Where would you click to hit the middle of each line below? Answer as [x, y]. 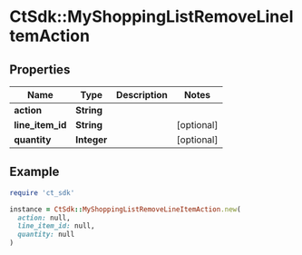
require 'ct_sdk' [42, 192]
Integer [92, 140]
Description [142, 95]
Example [34, 172]
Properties [40, 69]
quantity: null [46, 235]
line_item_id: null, [56, 226]
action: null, [44, 218]
